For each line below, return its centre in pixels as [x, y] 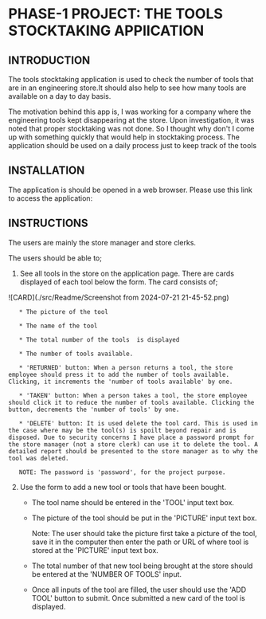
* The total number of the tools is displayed [99, 339]
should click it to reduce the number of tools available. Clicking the [131, 402]
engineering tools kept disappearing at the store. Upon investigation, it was [131, 120]
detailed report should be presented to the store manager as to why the [133, 451]
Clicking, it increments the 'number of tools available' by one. [121, 382]
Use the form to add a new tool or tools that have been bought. [123, 487]
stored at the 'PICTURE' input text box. [95, 550]
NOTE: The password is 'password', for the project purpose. [122, 472]
